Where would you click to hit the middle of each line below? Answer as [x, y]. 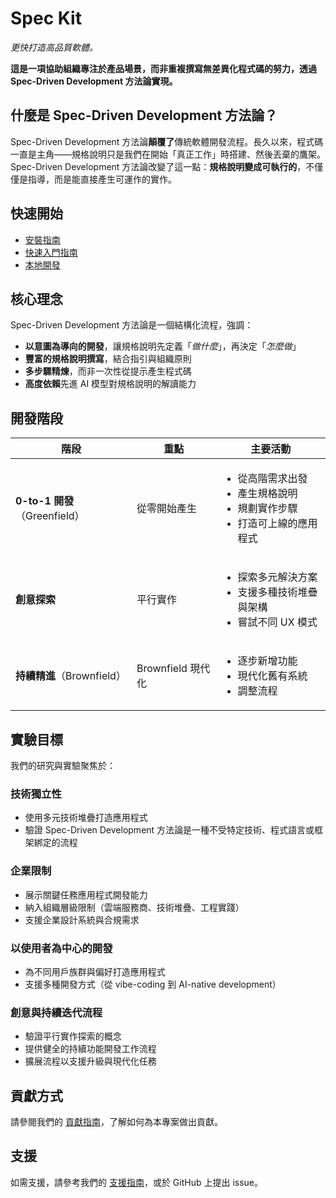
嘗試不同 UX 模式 [277, 622]
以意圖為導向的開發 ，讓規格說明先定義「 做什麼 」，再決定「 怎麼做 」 [163, 346]
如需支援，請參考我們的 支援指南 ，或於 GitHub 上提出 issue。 [137, 1182]
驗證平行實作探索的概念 [73, 1036]
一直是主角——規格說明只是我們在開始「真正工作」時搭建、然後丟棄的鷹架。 [168, 154]
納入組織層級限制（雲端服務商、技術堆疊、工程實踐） [134, 907]
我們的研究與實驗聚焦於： [63, 765]
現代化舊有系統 [272, 676]
